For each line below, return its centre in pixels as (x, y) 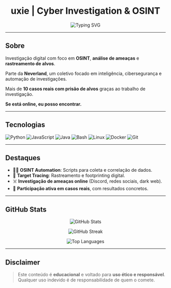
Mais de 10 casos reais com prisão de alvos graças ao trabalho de (76, 89)
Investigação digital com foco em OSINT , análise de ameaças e (72, 58)
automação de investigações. (36, 78)
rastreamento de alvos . (30, 63)
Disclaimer (23, 262)
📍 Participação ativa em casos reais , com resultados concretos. (80, 189)
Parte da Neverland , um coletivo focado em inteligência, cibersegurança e (83, 73)
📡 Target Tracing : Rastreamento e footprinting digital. (69, 175)
